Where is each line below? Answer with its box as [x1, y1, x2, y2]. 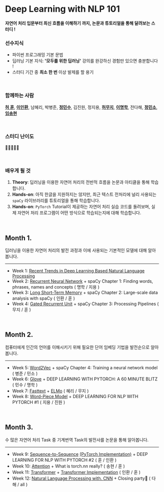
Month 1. [5, 234, 32, 242]
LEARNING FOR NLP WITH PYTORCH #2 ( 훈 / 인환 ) [12, 457, 117, 463]
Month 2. [5, 331, 33, 339]
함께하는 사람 [5, 92, 34, 99]
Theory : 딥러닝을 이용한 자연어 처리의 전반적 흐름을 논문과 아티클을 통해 [12, 179, 150, 185]
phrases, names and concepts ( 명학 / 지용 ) [12, 284, 100, 290]
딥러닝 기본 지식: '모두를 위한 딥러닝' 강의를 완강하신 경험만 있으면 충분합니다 [12, 58, 158, 64]
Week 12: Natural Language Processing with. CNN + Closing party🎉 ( [12, 475, 151, 481]
